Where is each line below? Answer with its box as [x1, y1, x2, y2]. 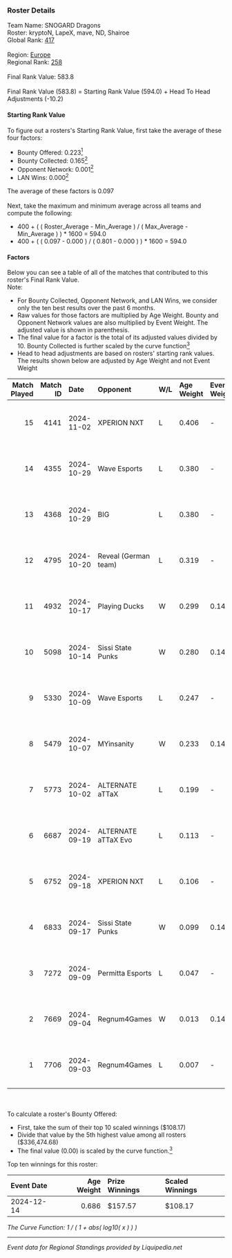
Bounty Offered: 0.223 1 [17, 147, 84, 156]
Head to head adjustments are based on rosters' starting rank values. [17, 349, 215, 357]
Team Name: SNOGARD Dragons [7, 21, 101, 30]
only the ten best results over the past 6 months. [17, 304, 155, 312]
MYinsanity [97, 739, 135, 748]
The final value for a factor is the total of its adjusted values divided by [17, 333, 217, 341]
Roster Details [7, 6, 56, 15]
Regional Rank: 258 [7, 58, 63, 66]
